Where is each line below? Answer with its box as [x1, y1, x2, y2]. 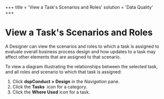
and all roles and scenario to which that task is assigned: [5, 69, 122, 75]
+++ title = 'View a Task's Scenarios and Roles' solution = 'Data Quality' [5, 4, 153, 10]
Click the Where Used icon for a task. [12, 89, 90, 95]
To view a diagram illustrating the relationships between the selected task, [5, 63, 158, 69]
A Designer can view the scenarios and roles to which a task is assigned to [5, 43, 159, 49]
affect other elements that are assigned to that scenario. [5, 54, 121, 60]
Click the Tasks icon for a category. [12, 84, 87, 90]
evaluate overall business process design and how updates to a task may [5, 48, 156, 54]
